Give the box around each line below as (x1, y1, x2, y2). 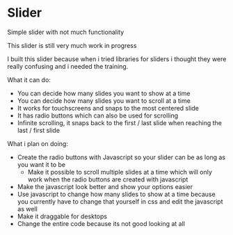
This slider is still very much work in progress (7, 41, 137, 49)
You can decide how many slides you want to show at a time (17, 89, 191, 97)
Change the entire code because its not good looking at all (17, 219, 186, 227)
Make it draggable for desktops (17, 212, 108, 220)
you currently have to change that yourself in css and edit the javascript (17, 197, 224, 206)
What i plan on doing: (7, 139, 68, 147)
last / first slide (17, 126, 61, 134)
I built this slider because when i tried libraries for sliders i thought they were (7, 54, 227, 63)
